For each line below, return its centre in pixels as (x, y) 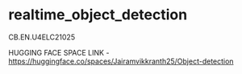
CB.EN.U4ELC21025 (42, 37)
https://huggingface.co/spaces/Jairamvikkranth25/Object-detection (121, 61)
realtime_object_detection (98, 15)
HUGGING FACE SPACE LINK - (59, 52)
